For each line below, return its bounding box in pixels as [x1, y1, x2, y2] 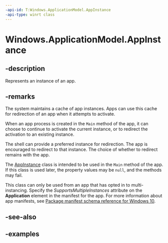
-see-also [5, 212, 37, 221]
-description [5, 64, 45, 73]
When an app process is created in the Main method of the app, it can [5, 121, 149, 127]
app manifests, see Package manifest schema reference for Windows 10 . [5, 198, 156, 204]
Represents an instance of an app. [5, 77, 76, 84]
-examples [5, 230, 40, 238]
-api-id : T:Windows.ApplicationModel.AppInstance [5, 7, 111, 13]
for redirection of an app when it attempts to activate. [5, 111, 115, 117]
